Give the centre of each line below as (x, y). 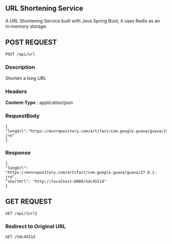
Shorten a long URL (26, 78)
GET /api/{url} (21, 213)
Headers (16, 91)
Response (18, 153)
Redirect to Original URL (36, 226)
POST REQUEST (31, 42)
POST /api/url (20, 54)
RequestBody (23, 116)
